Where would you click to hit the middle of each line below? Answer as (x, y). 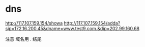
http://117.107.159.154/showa (34, 23)
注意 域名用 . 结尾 (23, 39)
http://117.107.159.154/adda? (92, 23)
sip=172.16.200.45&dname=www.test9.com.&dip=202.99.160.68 (72, 28)
